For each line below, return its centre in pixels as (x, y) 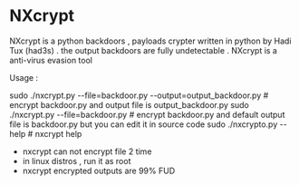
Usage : (24, 77)
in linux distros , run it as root (77, 161)
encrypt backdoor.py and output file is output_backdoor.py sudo (129, 104)
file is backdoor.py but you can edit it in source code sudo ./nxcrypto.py (144, 124)
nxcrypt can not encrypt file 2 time (87, 151)
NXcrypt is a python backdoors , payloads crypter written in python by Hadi (150, 41)
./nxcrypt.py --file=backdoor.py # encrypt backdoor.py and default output (147, 114)
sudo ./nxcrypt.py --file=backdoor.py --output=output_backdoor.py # (139, 95)
